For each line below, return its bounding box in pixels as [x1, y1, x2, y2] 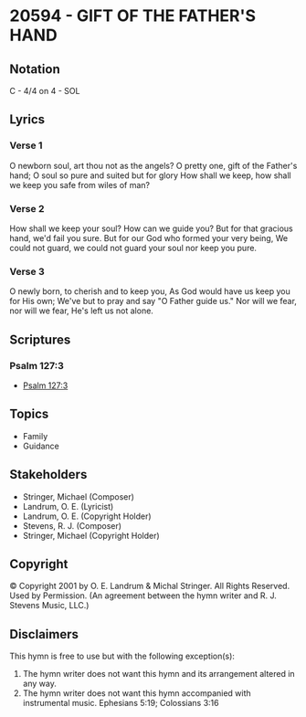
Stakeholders [9, 467, 88, 482]
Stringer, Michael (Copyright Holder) [22, 530, 160, 541]
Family [22, 430, 48, 441]
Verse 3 [9, 265, 45, 278]
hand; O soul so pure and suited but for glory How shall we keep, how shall [9, 170, 291, 181]
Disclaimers [9, 627, 79, 642]
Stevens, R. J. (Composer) [22, 520, 121, 531]
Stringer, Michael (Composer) [22, 490, 135, 502]
